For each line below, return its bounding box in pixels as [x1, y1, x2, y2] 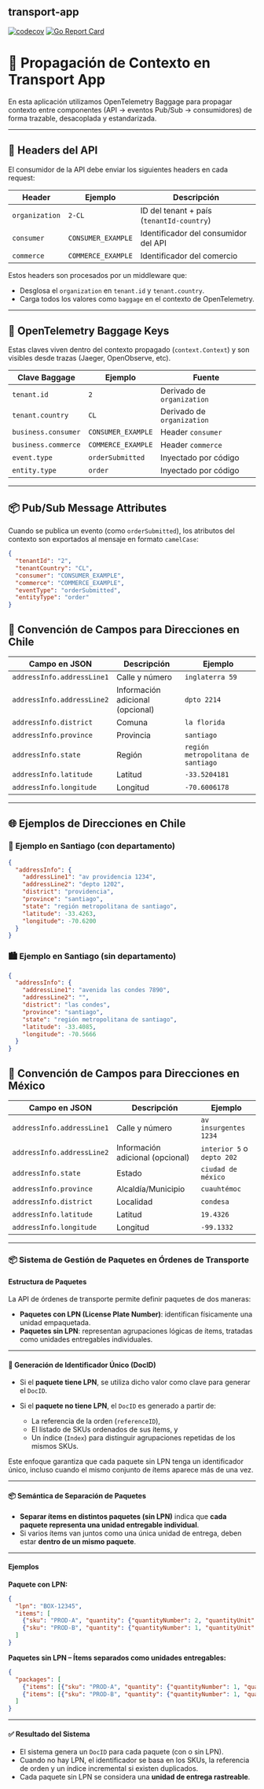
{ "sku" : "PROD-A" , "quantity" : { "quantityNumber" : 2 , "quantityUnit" [22, 1617, 255, 1624]
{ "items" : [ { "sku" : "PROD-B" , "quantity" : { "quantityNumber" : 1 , [22, 1690, 241, 1698]
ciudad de [200, 1165, 238, 1174]
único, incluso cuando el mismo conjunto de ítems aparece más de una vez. [8, 1465, 254, 1475]
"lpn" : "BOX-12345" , [15, 1602, 82, 1610]
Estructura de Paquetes [8, 1276, 87, 1286]
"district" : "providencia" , [22, 888, 114, 896]
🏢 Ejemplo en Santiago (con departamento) [8, 841, 175, 852]
